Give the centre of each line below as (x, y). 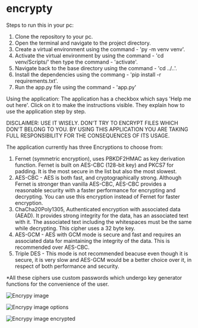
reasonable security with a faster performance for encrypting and (95, 190)
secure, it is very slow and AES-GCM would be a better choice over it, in (103, 260)
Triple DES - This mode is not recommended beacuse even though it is (101, 253)
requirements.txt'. (36, 81)
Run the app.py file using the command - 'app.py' (76, 87)
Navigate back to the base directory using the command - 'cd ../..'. (96, 68)
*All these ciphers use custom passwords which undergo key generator (94, 277)
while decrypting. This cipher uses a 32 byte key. (75, 228)
